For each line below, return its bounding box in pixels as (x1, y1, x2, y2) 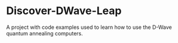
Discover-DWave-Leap (6, 4, 122, 18)
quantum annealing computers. (6, 29, 83, 37)
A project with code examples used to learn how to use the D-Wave (6, 24, 172, 31)
